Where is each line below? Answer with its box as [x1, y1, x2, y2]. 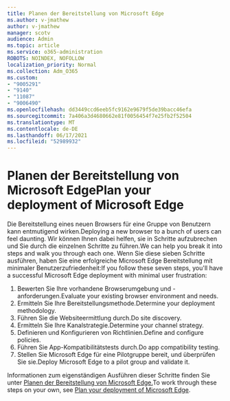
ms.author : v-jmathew [7, 17, 69, 23]
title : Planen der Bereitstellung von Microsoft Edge [7, 10, 165, 17]
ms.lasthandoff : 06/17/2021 [7, 132, 88, 138]
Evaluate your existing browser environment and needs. [60, 292, 219, 300]
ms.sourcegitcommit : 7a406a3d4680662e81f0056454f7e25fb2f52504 [7, 112, 192, 119]
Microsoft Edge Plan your [7, 183, 152, 198]
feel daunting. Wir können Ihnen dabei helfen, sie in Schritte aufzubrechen [7, 235, 218, 243]
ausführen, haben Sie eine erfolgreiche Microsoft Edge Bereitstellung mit [7, 256, 213, 265]
